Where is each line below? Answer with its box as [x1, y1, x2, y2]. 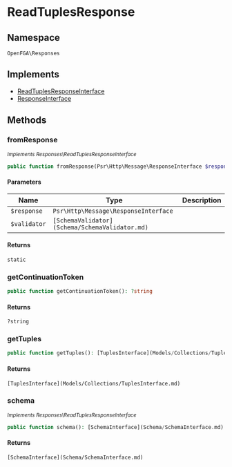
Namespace [7, 32, 61, 44]
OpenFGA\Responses [7, 50, 60, 57]
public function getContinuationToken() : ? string [7, 288, 153, 295]
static [7, 256, 26, 263]
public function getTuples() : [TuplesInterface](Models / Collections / [7, 350, 212, 356]
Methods [7, 115, 47, 126]
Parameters [7, 178, 41, 186]
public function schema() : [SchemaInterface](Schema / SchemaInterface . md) [7, 423, 224, 430]
